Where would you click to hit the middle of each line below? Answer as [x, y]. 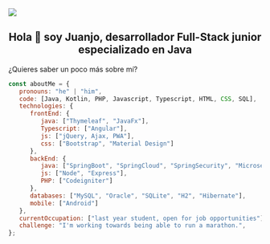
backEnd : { [48, 159]
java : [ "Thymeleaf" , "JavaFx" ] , [95, 121]
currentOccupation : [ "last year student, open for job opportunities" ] [141, 218]
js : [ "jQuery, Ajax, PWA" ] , [88, 136]
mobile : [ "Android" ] [64, 203]
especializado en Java [135, 50]
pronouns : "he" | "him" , [61, 91]
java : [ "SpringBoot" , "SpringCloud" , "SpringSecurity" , [136, 166]
